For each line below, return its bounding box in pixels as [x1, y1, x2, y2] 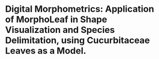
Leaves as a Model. [5, 45, 86, 57]
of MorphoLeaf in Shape [5, 14, 107, 25]
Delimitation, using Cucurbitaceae [5, 35, 151, 46]
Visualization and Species [5, 25, 115, 35]
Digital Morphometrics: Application [5, 3, 155, 15]
